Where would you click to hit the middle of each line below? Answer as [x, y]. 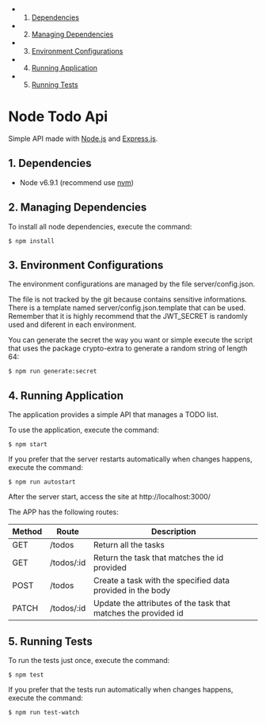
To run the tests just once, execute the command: [89, 660]
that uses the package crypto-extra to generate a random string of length [128, 348]
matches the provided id [139, 613]
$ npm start [28, 445]
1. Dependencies [50, 163]
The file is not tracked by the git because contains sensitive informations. [128, 299]
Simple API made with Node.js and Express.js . [83, 138]
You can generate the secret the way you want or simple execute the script [131, 340]
